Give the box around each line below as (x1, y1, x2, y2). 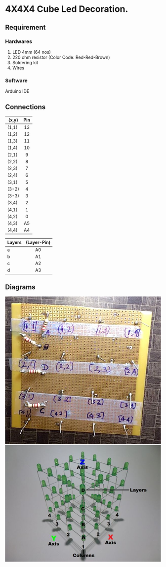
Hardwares (5, 38, 32, 45)
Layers (7, 239, 22, 245)
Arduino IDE (5, 88, 30, 94)
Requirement (5, 23, 46, 32)
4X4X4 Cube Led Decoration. (5, 3, 128, 15)
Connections (5, 103, 46, 111)
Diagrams (5, 283, 36, 292)
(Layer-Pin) (25, 239, 51, 245)
